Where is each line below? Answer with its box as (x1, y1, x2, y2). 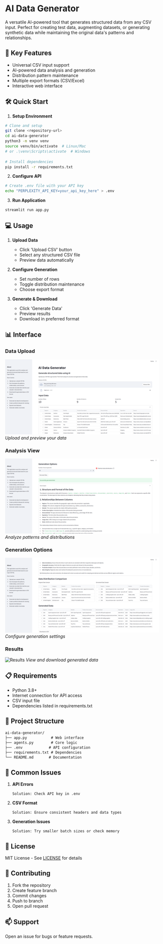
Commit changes (12, 893, 47, 898)
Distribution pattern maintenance (12, 72, 79, 78)
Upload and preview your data (5, 435, 67, 441)
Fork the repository (12, 882, 51, 888)
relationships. (5, 35, 33, 41)
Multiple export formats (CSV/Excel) (12, 77, 85, 83)
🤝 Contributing (5, 869, 51, 877)
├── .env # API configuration (5, 745, 91, 750)
